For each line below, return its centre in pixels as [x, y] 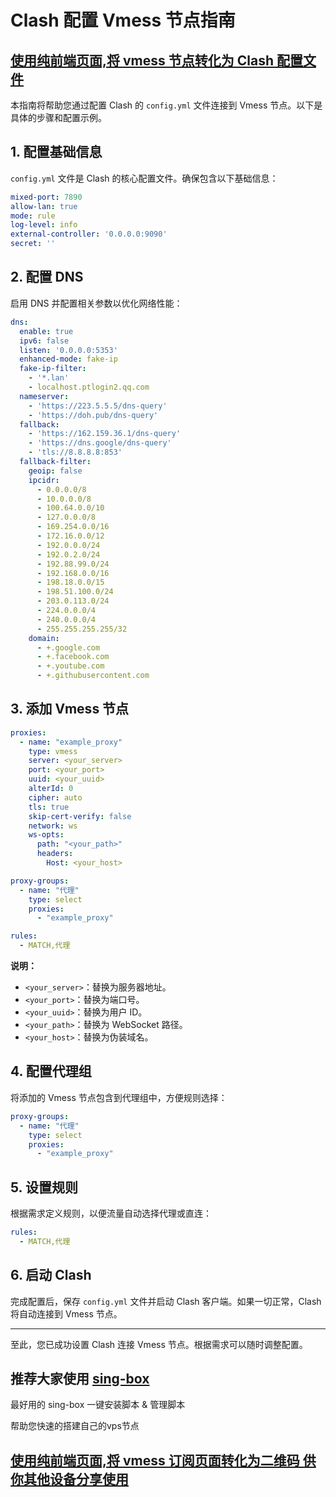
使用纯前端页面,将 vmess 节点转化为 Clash [142, 60]
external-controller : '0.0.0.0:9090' [89, 234]
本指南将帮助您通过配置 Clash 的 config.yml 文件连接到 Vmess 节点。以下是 [166, 105]
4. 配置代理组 [51, 1071]
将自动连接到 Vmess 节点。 [66, 1313]
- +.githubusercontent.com [93, 676]
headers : [55, 854]
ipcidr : [44, 480]
